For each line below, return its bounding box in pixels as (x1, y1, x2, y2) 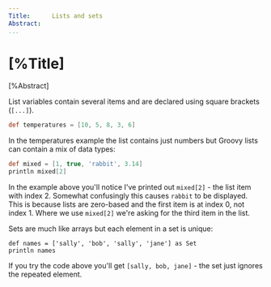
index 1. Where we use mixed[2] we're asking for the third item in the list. (8, 208, 251, 218)
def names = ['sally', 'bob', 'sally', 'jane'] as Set (8, 240, 197, 248)
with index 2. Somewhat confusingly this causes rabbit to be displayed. (8, 191, 248, 201)
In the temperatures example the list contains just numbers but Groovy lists (8, 135, 259, 146)
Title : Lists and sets (8, 11, 104, 20)
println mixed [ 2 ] (8, 168, 67, 176)
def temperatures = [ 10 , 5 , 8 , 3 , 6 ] (8, 121, 136, 130)
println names (8, 246, 57, 255)
